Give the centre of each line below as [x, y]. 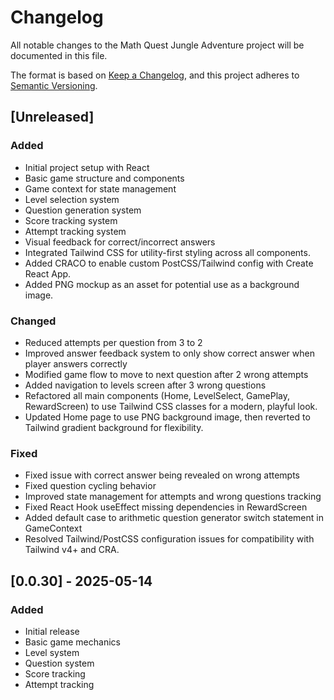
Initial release [52, 631]
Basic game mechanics [72, 642]
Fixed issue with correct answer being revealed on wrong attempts [162, 475]
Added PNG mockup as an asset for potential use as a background [162, 284]
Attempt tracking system [75, 231]
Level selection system [72, 199]
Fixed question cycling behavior [90, 486]
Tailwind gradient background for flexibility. [114, 427]
